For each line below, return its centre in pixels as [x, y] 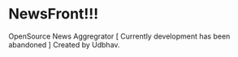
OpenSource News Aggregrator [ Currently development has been [119, 36]
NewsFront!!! [54, 14]
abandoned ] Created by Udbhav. [64, 44]
